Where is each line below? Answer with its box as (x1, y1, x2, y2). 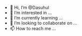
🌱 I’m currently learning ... (9, 15, 63, 20)
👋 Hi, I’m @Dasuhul (9, 5, 50, 10)
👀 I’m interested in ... (9, 10, 52, 16)
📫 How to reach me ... (9, 26, 56, 31)
